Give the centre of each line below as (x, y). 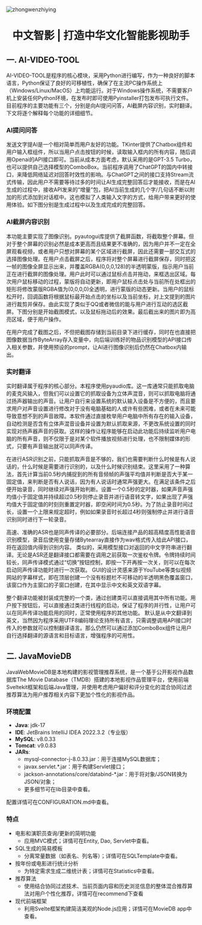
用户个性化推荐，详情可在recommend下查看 (89, 894)
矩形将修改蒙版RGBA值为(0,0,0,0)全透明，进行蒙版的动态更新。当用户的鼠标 (100, 289)
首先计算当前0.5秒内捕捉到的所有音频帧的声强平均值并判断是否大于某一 (105, 474)
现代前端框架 (31, 901)
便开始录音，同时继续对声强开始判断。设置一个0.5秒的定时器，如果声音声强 (100, 489)
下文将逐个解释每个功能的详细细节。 (51, 113)
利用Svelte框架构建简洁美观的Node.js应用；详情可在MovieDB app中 (108, 909)
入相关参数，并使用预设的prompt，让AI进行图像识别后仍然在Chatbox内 (94, 347)
